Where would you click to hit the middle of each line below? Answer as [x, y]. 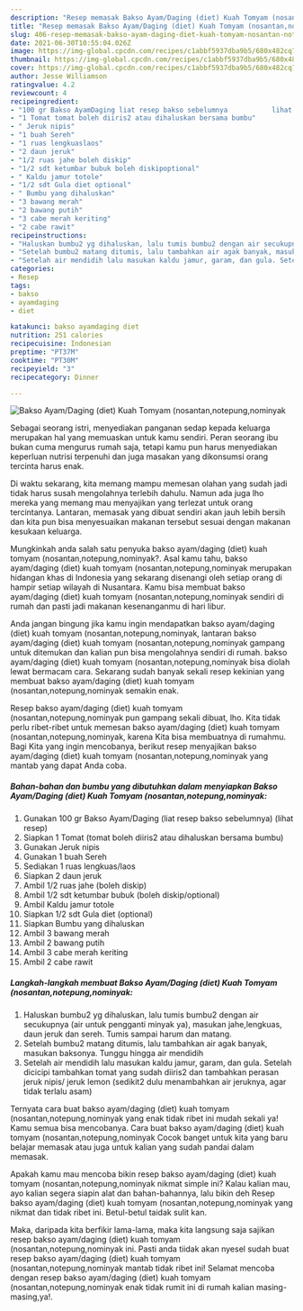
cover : [22, 68]
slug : [20, 34]
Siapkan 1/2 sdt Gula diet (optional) [88, 914]
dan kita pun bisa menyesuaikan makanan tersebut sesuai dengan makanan [151, 522]
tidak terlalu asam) [58, 1091]
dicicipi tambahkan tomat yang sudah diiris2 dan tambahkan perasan [151, 1072]
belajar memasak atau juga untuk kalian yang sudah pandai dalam [132, 1147]
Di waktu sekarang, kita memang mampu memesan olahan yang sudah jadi [149, 484]
